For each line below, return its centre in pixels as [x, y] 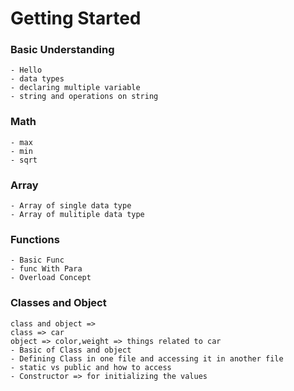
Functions [35, 239]
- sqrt [24, 160]
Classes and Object [58, 303]
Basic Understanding [62, 50]
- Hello [26, 70]
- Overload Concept [51, 278]
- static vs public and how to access [91, 367]
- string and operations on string [84, 97]
